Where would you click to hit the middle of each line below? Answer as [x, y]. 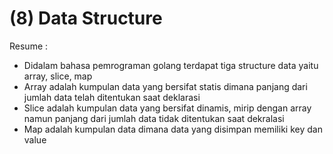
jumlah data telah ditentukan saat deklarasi [112, 97]
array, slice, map [58, 76]
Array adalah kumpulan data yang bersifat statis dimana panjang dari [165, 86]
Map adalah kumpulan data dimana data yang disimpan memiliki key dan [173, 129]
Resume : [29, 46]
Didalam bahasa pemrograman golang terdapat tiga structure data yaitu [171, 65]
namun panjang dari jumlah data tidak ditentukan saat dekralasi [154, 118]
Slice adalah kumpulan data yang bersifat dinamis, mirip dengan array [167, 108]
